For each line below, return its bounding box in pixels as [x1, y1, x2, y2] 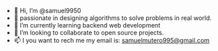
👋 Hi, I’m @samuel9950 [13, 7, 81, 14]
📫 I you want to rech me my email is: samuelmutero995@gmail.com [13, 37, 210, 44]
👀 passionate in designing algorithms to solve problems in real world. [13, 14, 212, 22]
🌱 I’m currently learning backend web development [13, 21, 161, 29]
